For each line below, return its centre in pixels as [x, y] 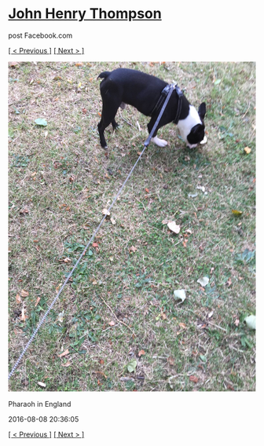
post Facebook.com [40, 35]
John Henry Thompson [85, 14]
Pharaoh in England [40, 404]
